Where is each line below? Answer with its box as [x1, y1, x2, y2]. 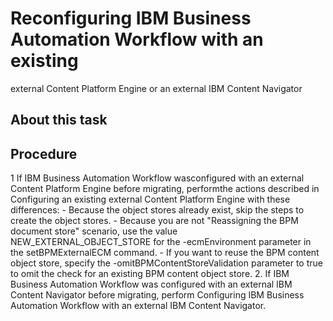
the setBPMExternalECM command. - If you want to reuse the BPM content [10, 247, 320, 259]
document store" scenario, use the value [10, 225, 178, 237]
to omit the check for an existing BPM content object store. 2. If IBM [10, 268, 290, 280]
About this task [10, 112, 108, 129]
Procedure [10, 145, 78, 162]
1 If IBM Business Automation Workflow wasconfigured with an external [10, 172, 305, 184]
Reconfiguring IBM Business [10, 7, 252, 30]
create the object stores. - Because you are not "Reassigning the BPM [10, 215, 299, 227]
